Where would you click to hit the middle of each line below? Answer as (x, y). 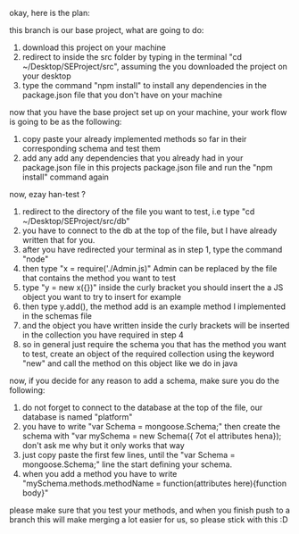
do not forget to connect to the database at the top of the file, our (142, 407)
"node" (35, 259)
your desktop (46, 76)
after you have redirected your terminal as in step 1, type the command (152, 250)
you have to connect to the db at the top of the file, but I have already (149, 230)
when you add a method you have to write (100, 474)
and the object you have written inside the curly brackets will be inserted (156, 325)
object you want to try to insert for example (101, 297)
